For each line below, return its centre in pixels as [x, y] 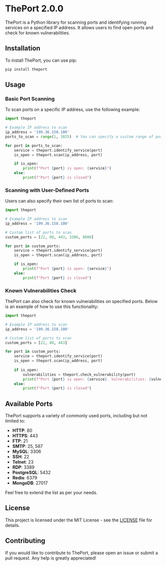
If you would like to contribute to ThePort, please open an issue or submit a [82, 553]
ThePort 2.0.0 [34, 9]
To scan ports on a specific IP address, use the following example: [73, 110]
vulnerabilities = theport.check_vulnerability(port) [79, 374]
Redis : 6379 [25, 478]
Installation [23, 48]
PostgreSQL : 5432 [31, 473]
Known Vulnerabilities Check [41, 291]
